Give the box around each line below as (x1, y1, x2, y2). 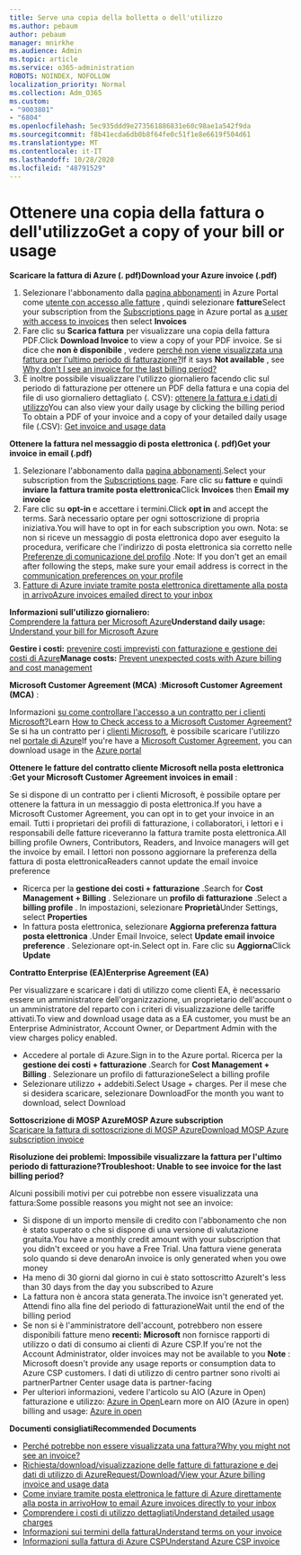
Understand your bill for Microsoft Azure (9, 626, 159, 637)
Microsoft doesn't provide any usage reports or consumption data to (22, 1358, 276, 1369)
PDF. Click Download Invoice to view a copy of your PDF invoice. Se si (22, 335, 282, 346)
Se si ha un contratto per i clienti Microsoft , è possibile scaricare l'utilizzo (9, 726, 280, 737)
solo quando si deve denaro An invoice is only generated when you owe (22, 1253, 287, 1264)
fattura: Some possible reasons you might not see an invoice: (9, 1197, 234, 1208)
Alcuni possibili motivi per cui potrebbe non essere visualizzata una (9, 1188, 259, 1199)
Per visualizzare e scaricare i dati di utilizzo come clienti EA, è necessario (9, 985, 281, 995)
